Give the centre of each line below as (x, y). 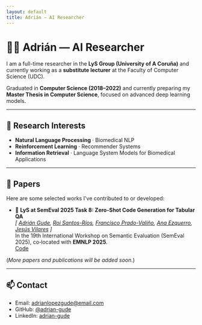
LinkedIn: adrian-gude (42, 315)
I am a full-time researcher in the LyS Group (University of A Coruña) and (98, 64)
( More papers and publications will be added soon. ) (71, 260)
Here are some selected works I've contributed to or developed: (85, 199)
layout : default (26, 12)
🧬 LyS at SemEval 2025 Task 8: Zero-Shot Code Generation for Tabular (105, 210)
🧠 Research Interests (46, 125)
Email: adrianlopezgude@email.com (59, 303)
